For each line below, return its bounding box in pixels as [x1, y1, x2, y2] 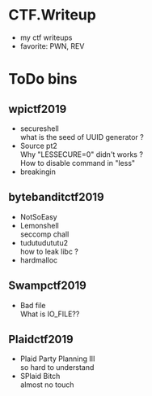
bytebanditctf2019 [8, 190, 104, 204]
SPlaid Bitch [19, 372, 61, 381]
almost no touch [19, 380, 74, 389]
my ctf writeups [19, 33, 73, 42]
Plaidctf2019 [8, 332, 74, 346]
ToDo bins [8, 70, 78, 89]
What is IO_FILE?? [19, 309, 80, 319]
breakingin [19, 167, 57, 176]
